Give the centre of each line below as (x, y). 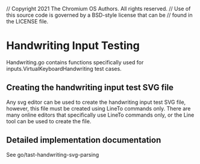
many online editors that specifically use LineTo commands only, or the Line (100, 115)
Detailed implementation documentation (84, 140)
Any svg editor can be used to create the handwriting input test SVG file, (96, 102)
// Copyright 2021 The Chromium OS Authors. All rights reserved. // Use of (98, 9)
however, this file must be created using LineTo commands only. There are (98, 108)
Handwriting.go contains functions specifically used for (75, 62)
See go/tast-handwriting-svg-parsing (53, 154)
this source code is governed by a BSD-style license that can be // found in (99, 15)
